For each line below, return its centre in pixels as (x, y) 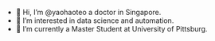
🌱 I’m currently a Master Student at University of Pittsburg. (111, 29)
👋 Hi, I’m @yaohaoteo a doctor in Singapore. (88, 12)
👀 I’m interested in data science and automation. (95, 20)
